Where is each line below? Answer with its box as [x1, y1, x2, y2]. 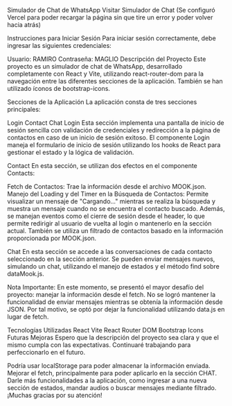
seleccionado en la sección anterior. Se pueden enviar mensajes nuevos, [7, 255, 215, 263]
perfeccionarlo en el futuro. [7, 348, 85, 356]
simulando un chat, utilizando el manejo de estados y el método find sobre [7, 262, 220, 270]
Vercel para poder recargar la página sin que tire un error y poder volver [7, 13, 213, 22]
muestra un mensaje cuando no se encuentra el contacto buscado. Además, [7, 205, 225, 212]
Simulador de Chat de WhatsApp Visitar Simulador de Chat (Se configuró [7, 6, 216, 14]
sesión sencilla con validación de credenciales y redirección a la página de [7, 126, 220, 134]
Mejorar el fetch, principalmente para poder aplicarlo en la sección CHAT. [7, 369, 217, 377]
